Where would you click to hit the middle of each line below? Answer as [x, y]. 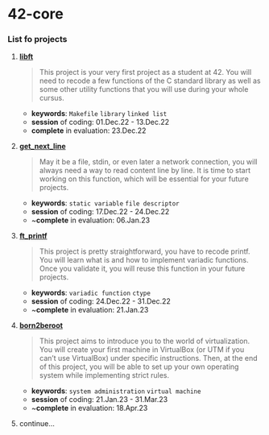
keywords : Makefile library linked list [99, 114]
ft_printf [33, 236]
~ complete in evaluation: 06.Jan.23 [91, 220]
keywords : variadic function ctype [91, 293]
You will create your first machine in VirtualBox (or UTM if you [142, 350]
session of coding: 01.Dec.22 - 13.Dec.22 [100, 122]
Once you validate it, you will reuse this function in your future [142, 269]
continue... [37, 424]
